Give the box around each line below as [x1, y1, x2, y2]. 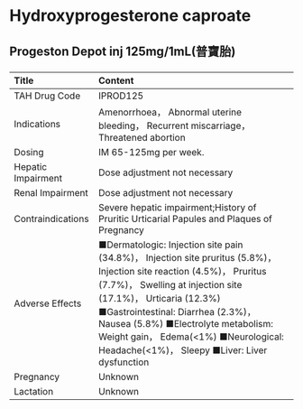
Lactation [14, 385, 54, 397]
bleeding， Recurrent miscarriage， [98, 119, 251, 132]
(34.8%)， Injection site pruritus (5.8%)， [98, 251, 277, 264]
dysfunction [98, 356, 150, 368]
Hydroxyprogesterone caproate [9, 5, 252, 26]
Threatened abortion [98, 131, 187, 144]
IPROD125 [98, 89, 144, 102]
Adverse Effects [14, 297, 82, 310]
